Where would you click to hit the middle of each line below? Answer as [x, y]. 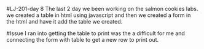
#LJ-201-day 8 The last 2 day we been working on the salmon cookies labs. [102, 9]
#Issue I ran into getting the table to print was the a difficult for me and [96, 33]
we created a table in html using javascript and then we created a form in [99, 15]
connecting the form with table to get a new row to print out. [83, 40]
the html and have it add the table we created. [65, 21]
